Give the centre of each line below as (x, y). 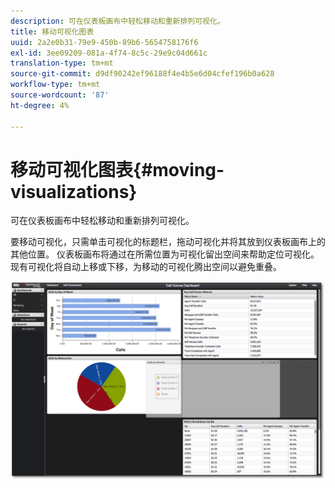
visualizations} (74, 191)
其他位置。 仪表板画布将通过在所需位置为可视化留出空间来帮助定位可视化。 (165, 254)
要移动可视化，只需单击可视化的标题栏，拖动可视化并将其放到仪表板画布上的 (168, 242)
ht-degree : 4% (40, 105)
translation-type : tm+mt (62, 63)
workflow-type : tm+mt (55, 85)
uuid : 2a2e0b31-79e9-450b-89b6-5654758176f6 (104, 42)
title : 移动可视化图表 (52, 31)
